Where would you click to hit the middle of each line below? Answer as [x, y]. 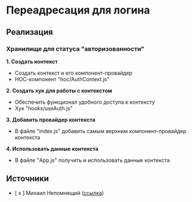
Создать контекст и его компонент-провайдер [74, 73]
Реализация [30, 32]
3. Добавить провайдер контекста [51, 120]
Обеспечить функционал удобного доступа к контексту [85, 102]
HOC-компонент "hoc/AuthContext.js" [62, 79]
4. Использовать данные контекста [52, 148]
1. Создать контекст [32, 61]
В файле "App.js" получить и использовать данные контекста [92, 160]
